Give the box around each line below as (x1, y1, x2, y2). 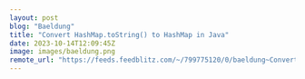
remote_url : (9, 55, 54, 64)
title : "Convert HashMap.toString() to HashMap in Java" (9, 30, 230, 39)
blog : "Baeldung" (9, 22, 75, 31)
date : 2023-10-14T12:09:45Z (9, 38, 116, 48)
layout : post (9, 13, 59, 23)
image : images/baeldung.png (9, 47, 116, 56)
